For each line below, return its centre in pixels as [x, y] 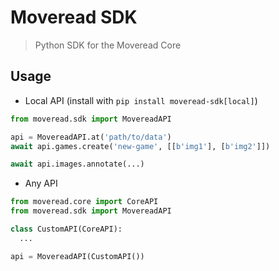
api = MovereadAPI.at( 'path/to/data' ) [91, 137]
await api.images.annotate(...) [77, 164]
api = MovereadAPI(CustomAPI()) [77, 256]
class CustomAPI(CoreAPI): [66, 229]
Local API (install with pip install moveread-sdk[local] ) [141, 100]
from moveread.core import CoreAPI [84, 202]
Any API [41, 183]
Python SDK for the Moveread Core [108, 45]
